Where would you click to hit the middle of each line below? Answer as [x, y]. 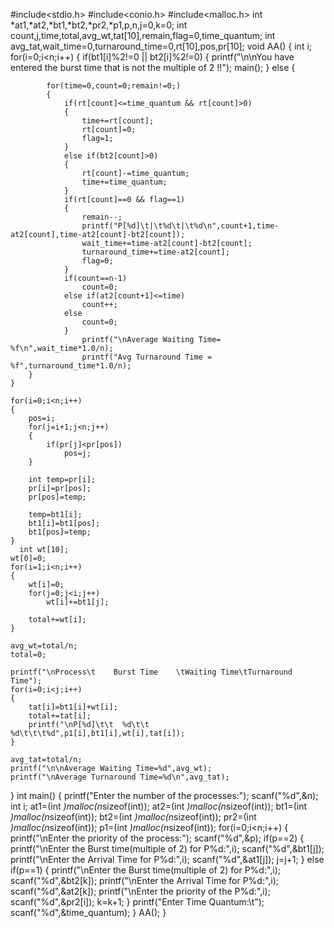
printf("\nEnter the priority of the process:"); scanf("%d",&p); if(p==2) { [157, 838]
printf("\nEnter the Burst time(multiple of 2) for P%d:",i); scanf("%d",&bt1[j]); [167, 848]
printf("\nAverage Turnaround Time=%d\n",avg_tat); [120, 777]
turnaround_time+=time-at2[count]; [155, 252]
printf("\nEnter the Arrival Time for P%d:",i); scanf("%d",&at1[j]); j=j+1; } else [167, 859]
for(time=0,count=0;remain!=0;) [114, 86]
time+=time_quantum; [124, 182]
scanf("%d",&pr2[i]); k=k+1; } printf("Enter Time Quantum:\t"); [137, 902]
